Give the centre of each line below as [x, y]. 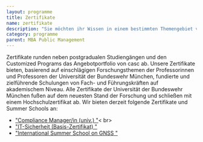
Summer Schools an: [32, 108]
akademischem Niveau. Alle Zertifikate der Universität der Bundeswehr [95, 89]
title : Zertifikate [31, 18]
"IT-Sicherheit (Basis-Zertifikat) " [56, 127]
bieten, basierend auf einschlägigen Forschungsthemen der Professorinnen [100, 70]
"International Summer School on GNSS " [66, 133]
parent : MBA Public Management [46, 40]
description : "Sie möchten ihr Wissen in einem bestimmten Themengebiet [100, 29]
